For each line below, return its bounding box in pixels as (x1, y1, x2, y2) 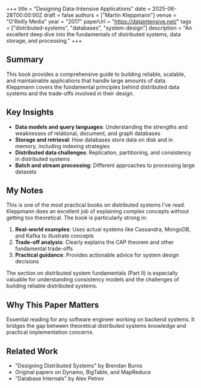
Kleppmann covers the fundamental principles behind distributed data (6, 83, 180, 90)
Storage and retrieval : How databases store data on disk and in (14, 136, 173, 143)
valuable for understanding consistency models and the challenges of (6, 276, 179, 283)
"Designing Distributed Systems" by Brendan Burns (14, 362, 143, 369)
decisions (14, 258, 39, 265)
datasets (14, 168, 37, 175)
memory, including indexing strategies (14, 142, 110, 149)
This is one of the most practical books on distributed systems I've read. (6, 201, 185, 208)
